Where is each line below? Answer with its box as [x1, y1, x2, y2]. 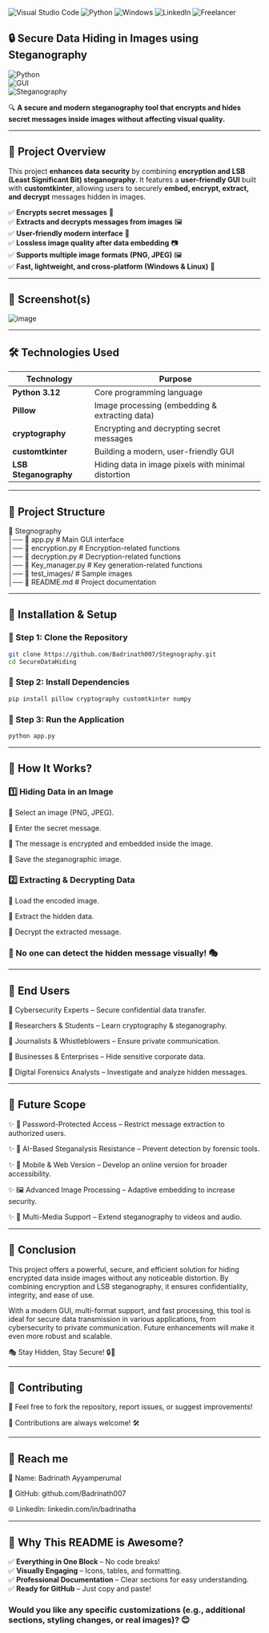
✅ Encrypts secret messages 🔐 [8, 207, 114, 216]
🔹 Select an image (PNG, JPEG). [8, 807, 114, 817]
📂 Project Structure [8, 505, 106, 519]
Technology [26, 374, 73, 385]
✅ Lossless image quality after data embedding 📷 [8, 237, 179, 248]
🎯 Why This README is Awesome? [8, 1535, 184, 1549]
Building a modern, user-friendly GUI [94, 446, 235, 457]
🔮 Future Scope [8, 1098, 86, 1112]
